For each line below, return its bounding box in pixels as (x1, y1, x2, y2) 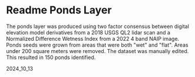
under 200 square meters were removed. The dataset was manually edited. (6, 47, 189, 54)
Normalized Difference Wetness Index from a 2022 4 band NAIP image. (6, 35, 180, 42)
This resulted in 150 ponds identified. (6, 54, 96, 61)
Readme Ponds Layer (6, 3, 112, 17)
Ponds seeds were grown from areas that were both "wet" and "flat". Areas (6, 41, 189, 48)
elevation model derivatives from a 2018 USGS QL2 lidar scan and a (6, 29, 171, 36)
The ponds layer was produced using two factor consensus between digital (6, 23, 190, 30)
